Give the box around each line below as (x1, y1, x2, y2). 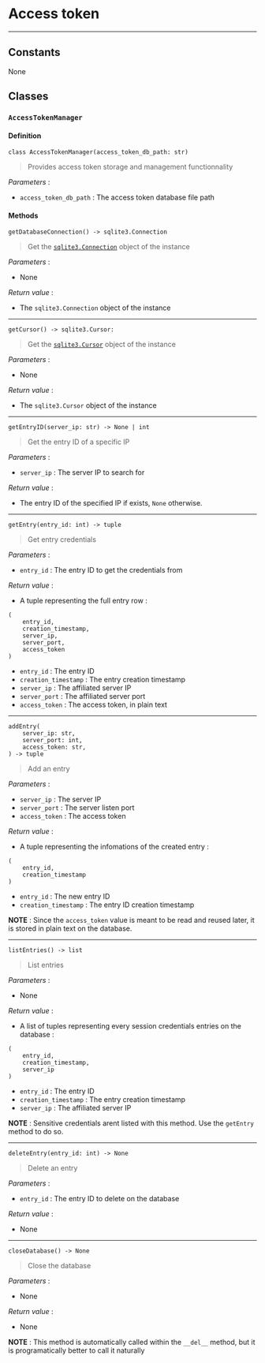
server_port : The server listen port (19, 803, 135, 812)
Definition (8, 131, 42, 140)
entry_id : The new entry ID (19, 892, 110, 902)
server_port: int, (22, 737, 83, 745)
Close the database (27, 1261, 91, 1271)
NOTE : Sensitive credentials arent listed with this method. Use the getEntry (8, 1118, 255, 1128)
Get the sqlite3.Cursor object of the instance (27, 340, 176, 349)
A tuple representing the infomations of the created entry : (19, 842, 209, 852)
